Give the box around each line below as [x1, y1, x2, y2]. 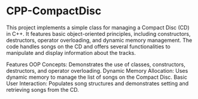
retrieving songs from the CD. [6, 86, 80, 93]
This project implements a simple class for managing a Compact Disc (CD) [6, 24, 190, 31]
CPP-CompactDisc [6, 4, 102, 18]
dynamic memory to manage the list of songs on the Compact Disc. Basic [6, 73, 187, 81]
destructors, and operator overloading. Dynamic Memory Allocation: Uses [6, 67, 188, 74]
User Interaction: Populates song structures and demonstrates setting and [6, 79, 189, 87]
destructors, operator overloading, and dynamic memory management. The [6, 36, 193, 44]
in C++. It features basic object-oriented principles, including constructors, [6, 30, 191, 37]
